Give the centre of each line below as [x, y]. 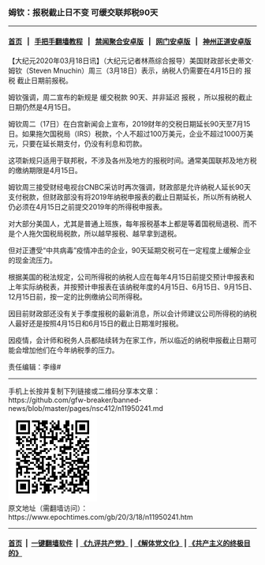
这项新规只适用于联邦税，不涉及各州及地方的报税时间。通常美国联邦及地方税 [132, 160]
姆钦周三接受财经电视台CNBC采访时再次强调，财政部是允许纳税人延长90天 [129, 186]
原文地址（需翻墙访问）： [48, 508]
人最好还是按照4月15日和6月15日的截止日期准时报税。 [95, 323]
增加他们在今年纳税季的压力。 [70, 350]
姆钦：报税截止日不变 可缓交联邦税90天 [83, 12]
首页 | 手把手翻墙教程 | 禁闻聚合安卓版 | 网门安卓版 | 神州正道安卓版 [130, 41]
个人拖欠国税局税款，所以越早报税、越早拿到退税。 [98, 233]
